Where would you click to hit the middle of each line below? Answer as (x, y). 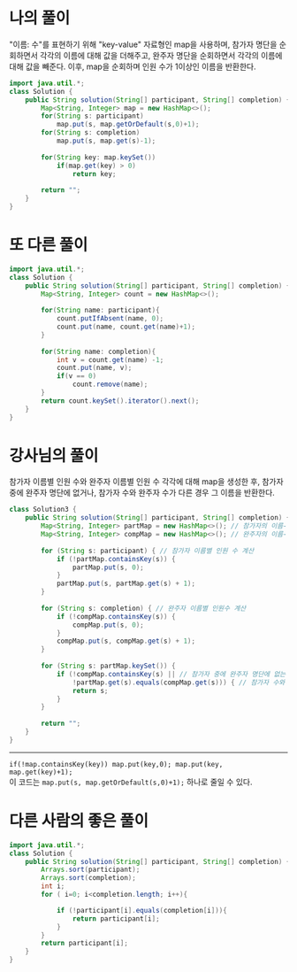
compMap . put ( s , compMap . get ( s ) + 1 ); (126, 641)
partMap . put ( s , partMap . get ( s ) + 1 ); (126, 584)
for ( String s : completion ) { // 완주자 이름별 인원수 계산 (144, 608)
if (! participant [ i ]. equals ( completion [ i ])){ (141, 910)
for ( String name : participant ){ (101, 311)
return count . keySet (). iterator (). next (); (120, 401)
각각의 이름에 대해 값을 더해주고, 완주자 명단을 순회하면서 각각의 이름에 (161, 55)
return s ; (90, 690)
